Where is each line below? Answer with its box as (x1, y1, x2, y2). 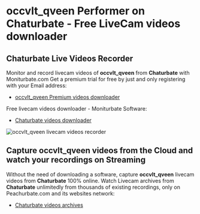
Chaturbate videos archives (14, 201, 84, 209)
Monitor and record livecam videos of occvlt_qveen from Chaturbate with (6, 69, 190, 76)
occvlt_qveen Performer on (6, 4, 146, 18)
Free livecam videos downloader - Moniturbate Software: (6, 105, 147, 112)
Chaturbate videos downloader (14, 117, 92, 124)
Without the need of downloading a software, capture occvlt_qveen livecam (6, 170, 195, 178)
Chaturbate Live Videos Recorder (6, 53, 134, 63)
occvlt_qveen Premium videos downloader (14, 94, 120, 100)
